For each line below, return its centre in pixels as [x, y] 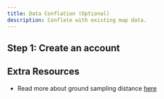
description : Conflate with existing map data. [77, 20]
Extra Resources [43, 72]
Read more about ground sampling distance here [87, 88]
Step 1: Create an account [64, 48]
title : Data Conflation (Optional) [58, 13]
